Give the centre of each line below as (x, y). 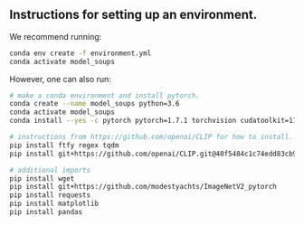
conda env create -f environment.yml (81, 53)
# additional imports (50, 170)
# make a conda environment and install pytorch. (105, 95)
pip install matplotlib (54, 204)
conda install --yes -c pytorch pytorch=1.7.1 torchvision (123, 121)
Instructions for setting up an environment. (133, 15)
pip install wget (42, 178)
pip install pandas (46, 212)
